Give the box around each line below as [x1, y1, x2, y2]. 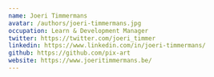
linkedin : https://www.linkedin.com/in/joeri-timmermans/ [8, 42, 206, 50]
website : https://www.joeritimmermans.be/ [8, 57, 152, 65]
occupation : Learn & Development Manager [8, 26, 149, 34]
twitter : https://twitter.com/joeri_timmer [8, 34, 156, 43]
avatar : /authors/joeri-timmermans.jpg [8, 19, 142, 27]
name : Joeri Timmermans [8, 11, 88, 20]
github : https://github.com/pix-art [8, 49, 131, 57]
